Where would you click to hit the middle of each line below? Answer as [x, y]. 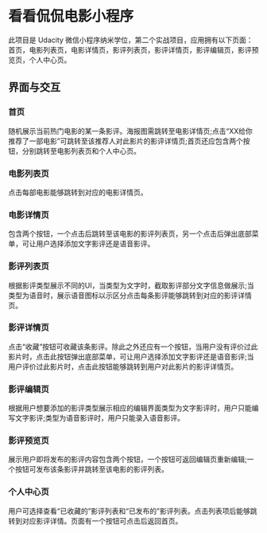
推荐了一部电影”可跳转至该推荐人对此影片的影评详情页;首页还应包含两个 [126, 141]
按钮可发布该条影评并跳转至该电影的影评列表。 [91, 469]
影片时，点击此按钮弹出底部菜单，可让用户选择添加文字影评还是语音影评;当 [131, 356]
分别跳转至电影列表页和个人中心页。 [81, 151]
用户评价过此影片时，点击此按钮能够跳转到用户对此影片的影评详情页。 [123, 366]
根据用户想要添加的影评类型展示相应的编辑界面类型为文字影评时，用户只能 [130, 408]
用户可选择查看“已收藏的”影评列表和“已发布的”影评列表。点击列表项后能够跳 [133, 511]
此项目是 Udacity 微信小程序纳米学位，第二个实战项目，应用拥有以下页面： [131, 40]
